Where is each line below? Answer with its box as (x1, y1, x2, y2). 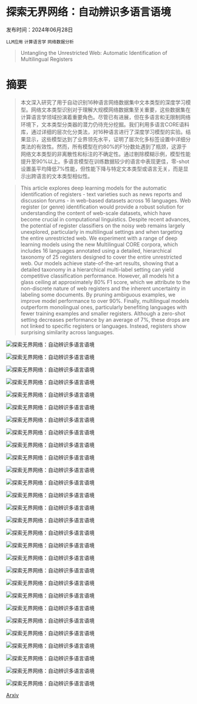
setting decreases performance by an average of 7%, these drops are (20, 316, 190, 323)
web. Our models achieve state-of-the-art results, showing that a (20, 259, 178, 266)
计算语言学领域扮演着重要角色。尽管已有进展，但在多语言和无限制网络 (20, 113, 191, 120)
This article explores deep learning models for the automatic (20, 184, 167, 191)
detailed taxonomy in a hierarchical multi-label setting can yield (20, 266, 174, 273)
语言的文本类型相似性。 (36, 172, 93, 180)
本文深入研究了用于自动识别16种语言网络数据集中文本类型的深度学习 (20, 99, 186, 106)
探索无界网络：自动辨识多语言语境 (6, 5, 172, 19)
